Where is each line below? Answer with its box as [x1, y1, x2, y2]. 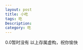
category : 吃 [5, 25, 31, 30]
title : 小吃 [5, 12, 28, 17]
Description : [5, 21, 32, 26]
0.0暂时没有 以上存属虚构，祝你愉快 [5, 40, 78, 46]
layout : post [5, 7, 32, 12]
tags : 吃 [5, 16, 22, 21]
